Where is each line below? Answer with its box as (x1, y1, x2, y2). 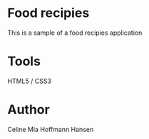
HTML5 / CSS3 (7, 77, 52, 85)
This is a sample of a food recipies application (7, 28, 143, 37)
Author (7, 101, 50, 118)
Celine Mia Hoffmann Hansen (7, 125, 94, 133)
